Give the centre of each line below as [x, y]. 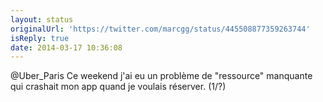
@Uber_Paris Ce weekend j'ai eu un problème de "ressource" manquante [161, 76]
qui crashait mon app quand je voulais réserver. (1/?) [118, 87]
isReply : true [40, 38]
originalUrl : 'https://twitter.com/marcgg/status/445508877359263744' [160, 29]
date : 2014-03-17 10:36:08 [66, 47]
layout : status [42, 19]
